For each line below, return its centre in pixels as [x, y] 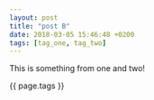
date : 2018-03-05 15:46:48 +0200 [72, 34]
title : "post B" [40, 26]
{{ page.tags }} [37, 86]
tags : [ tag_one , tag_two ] [58, 43]
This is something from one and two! [77, 68]
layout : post [34, 18]
